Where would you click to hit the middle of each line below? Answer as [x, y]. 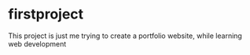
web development [37, 43]
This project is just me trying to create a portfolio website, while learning [125, 36]
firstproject [46, 14]
